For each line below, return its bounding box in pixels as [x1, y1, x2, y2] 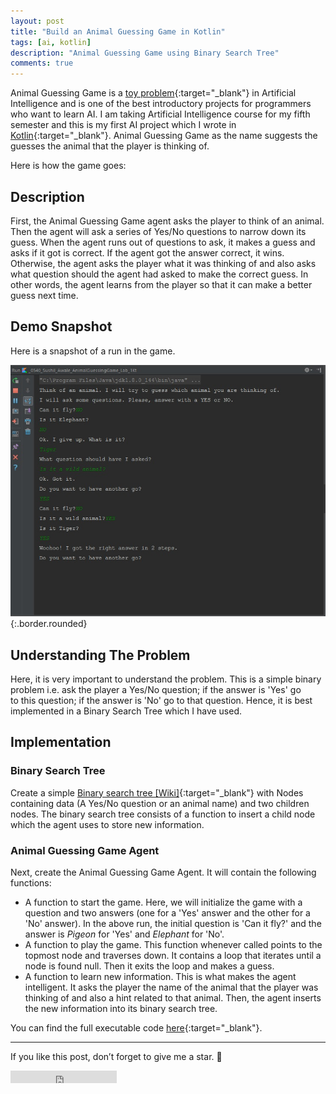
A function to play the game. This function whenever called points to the [24, 939, 323, 951]
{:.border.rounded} [10, 618, 88, 630]
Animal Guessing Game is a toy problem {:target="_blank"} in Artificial [10, 87, 297, 99]
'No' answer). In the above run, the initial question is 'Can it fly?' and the [24, 918, 322, 930]
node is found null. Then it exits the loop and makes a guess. [24, 960, 275, 972]
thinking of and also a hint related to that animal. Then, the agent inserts [24, 992, 322, 1004]
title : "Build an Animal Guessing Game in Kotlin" [10, 26, 226, 37]
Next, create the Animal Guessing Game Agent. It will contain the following [10, 866, 317, 879]
